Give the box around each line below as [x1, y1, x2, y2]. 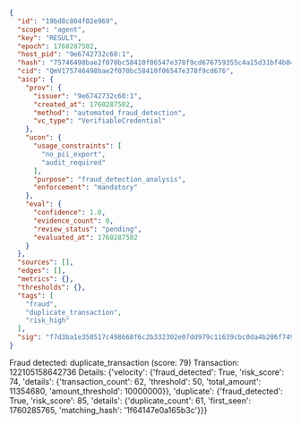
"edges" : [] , [17, 267, 66, 276]
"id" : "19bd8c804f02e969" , [17, 16, 118, 26]
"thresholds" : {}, [17, 283, 87, 292]
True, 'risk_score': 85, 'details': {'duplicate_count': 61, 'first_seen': [9, 394, 252, 406]
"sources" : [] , [17, 258, 74, 267]
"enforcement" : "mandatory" [32, 183, 139, 192]
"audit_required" [41, 157, 106, 167]
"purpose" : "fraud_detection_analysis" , [32, 174, 186, 183]
